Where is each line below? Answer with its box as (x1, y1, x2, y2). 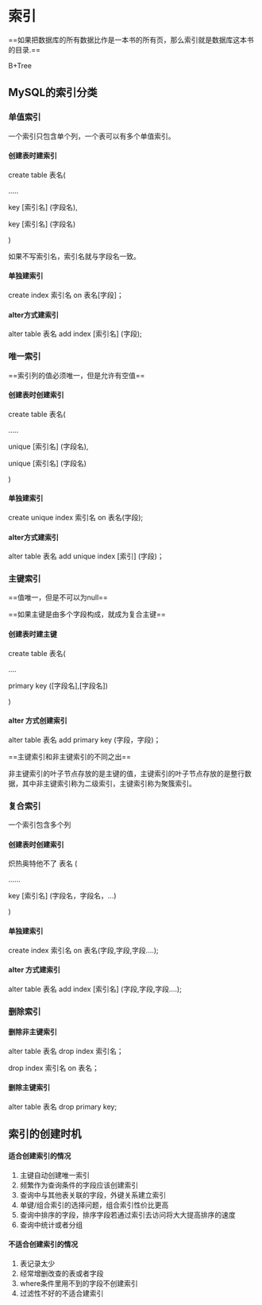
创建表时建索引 (8, 151, 57, 160)
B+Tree (8, 60, 32, 70)
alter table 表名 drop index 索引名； (8, 1046, 124, 1056)
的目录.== (8, 44, 41, 54)
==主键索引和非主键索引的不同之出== (8, 751, 132, 761)
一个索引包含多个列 (8, 820, 71, 830)
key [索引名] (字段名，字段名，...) (8, 891, 117, 901)
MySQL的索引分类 (8, 86, 98, 99)
